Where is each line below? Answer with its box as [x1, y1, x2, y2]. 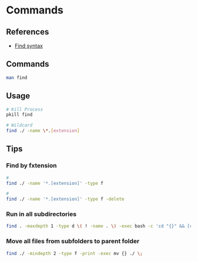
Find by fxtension [6, 161, 57, 170]
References [6, 27, 49, 37]
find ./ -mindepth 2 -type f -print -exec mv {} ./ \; [6, 250, 143, 256]
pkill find [6, 112, 33, 118]
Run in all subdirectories [6, 210, 77, 218]
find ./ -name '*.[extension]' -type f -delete [6, 196, 125, 202]
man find [6, 74, 28, 81]
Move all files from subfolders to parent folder [6, 237, 140, 246]
